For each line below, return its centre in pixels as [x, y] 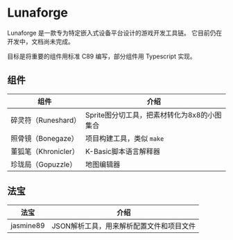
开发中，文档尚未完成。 [41, 41]
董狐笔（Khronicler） [45, 151]
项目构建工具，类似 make [125, 138]
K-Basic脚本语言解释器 [123, 151]
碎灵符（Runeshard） [46, 120]
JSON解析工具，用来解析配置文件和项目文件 [124, 225]
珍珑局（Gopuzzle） [44, 164]
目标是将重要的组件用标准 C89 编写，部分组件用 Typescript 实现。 [102, 56]
